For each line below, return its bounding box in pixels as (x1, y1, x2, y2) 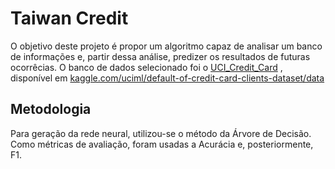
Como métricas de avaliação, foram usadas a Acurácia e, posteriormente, (10, 138, 314, 150)
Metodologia (10, 101, 92, 118)
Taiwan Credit (10, 7, 129, 30)
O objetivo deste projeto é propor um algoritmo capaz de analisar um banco (10, 40, 323, 52)
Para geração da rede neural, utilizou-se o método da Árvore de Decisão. (10, 127, 312, 139)
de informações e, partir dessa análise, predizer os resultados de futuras (10, 50, 311, 62)
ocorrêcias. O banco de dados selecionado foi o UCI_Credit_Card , (10, 61, 283, 73)
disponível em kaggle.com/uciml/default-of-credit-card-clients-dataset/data (10, 72, 325, 84)
